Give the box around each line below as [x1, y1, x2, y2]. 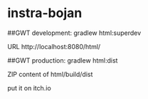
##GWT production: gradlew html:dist [7, 56, 118, 65]
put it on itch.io [7, 83, 51, 92]
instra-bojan [7, 5, 83, 21]
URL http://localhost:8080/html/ [7, 42, 101, 51]
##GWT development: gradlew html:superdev [7, 28, 142, 37]
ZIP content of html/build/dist [7, 70, 93, 78]
